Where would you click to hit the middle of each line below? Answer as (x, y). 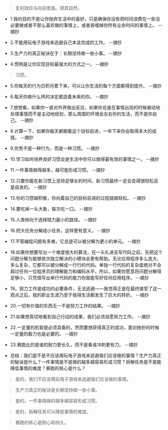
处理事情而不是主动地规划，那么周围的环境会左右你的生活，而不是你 (81, 114)
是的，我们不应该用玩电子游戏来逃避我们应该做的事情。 (73, 379)
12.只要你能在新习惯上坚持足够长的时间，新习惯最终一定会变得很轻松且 (84, 181)
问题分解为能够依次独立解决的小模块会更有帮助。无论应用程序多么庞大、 (86, 259)
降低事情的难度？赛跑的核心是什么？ (48, 368)
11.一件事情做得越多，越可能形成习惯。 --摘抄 (58, 170)
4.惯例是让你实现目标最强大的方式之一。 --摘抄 (59, 64)
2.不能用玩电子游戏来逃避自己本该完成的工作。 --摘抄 (66, 42)
